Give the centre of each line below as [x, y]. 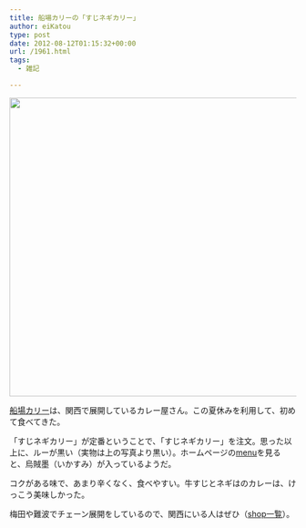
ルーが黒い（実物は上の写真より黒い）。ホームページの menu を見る [157, 452]
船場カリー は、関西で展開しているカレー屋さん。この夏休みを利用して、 [145, 410]
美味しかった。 [61, 494]
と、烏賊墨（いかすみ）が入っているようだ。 [93, 463]
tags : [20, 60]
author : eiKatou [40, 26]
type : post [30, 35]
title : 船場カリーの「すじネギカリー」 [75, 18]
